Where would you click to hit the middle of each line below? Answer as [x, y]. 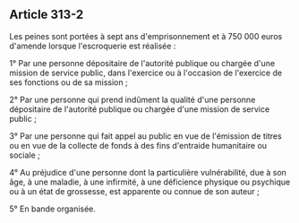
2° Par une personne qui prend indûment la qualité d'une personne [132, 99]
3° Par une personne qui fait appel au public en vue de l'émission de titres [145, 136]
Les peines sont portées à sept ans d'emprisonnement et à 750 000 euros [146, 36]
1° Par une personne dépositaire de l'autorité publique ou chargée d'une [142, 63]
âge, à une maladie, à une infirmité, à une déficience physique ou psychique [150, 182]
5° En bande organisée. [53, 209]
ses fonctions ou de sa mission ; [68, 82]
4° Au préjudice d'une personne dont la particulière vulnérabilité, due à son [148, 172]
